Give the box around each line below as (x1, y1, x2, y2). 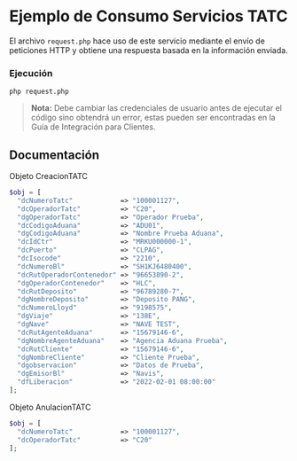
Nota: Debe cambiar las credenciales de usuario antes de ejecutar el (30, 103, 282, 113)
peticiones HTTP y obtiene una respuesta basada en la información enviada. (9, 44, 288, 55)
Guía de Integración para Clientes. (30, 121, 156, 132)
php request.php (9, 87, 69, 97)
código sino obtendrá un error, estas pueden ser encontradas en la (30, 113, 277, 123)
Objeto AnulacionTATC (9, 402, 91, 412)
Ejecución (9, 66, 53, 79)
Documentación (9, 147, 100, 162)
